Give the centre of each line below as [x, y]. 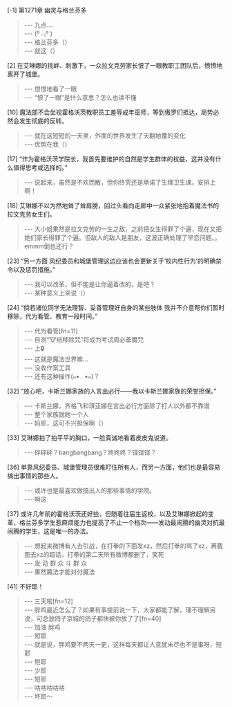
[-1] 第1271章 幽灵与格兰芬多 [47, 10]
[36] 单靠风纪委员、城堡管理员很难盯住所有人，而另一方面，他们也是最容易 [114, 467]
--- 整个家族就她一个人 [57, 414]
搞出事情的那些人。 [35, 476]
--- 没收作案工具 [47, 368]
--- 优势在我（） [47, 144]
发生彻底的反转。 [43, 121]
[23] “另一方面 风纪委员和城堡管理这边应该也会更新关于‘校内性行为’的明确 [112, 261]
